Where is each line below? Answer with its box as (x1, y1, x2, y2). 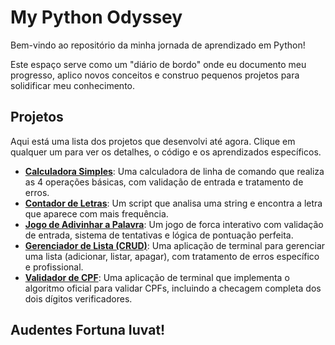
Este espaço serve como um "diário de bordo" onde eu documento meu (10, 58, 307, 70)
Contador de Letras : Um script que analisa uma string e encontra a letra (24, 197, 323, 209)
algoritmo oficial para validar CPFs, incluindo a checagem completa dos (24, 282, 322, 294)
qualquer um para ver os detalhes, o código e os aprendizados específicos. (10, 146, 322, 158)
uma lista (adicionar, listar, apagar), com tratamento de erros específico (24, 250, 320, 262)
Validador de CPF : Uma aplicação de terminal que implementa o (24, 271, 290, 283)
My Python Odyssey (10, 6, 183, 29)
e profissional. (24, 261, 84, 273)
